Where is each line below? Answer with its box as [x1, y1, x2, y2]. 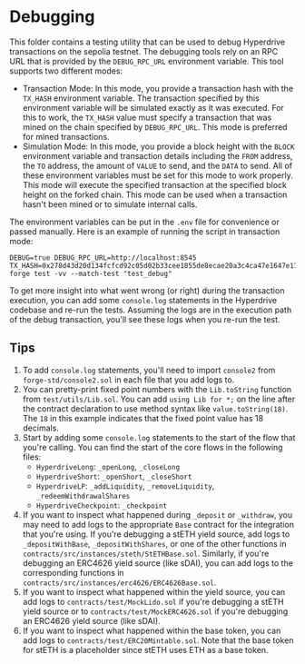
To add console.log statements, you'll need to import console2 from [22, 364, 276, 375]
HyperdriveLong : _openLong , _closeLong [35, 461, 180, 471]
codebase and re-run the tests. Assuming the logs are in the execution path [9, 304, 292, 315]
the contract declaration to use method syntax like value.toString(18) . [22, 402, 289, 414]
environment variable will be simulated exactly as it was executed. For [22, 102, 284, 113]
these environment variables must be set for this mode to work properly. [22, 170, 293, 181]
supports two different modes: [9, 65, 123, 76]
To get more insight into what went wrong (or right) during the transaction [9, 284, 285, 296]
